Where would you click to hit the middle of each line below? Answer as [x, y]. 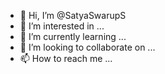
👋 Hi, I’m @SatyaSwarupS [73, 15]
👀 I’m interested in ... [62, 26]
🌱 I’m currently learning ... [73, 36]
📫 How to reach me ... [66, 58]
